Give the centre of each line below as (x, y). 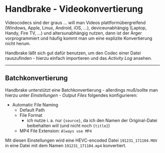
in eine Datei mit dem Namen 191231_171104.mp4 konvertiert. (66, 145)
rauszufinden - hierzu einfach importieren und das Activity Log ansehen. (79, 58)
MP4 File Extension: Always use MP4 (56, 130)
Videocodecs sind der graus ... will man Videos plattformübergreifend (75, 23)
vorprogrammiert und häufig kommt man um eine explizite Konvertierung (79, 38)
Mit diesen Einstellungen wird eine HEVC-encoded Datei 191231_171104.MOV (81, 140)
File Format (31, 115)
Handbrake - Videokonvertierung (74, 9)
